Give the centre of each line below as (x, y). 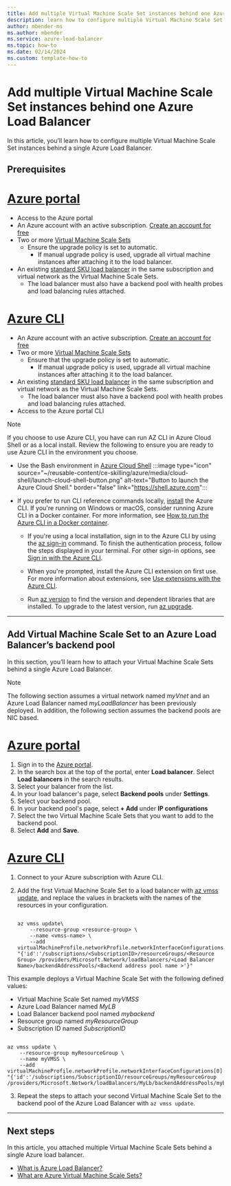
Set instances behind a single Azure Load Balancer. (80, 148)
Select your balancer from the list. (65, 786)
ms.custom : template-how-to (47, 58)
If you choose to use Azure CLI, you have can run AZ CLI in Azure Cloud (109, 437)
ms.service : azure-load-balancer (55, 39)
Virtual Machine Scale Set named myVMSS (78, 999)
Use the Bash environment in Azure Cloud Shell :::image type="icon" (114, 465)
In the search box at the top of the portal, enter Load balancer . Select (115, 771)
